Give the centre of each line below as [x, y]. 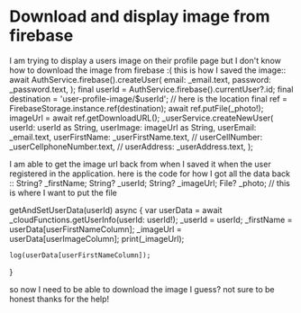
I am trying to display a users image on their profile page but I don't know [145, 60]
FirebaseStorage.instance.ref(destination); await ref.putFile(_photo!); [137, 108]
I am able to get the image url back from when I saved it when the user [141, 164]
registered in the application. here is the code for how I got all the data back [150, 174]
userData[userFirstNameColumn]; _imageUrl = [96, 229]
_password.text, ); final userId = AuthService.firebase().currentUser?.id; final [151, 89]
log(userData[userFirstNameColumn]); [80, 255]
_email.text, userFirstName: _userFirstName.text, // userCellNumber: [136, 137]
